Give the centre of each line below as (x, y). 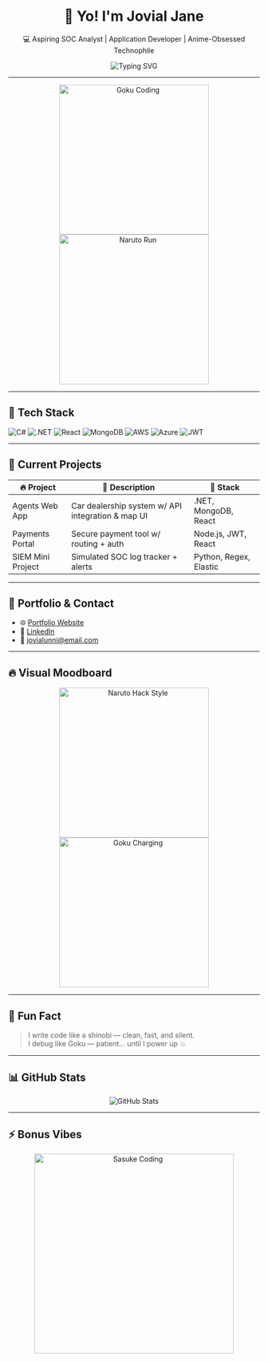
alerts (82, 567)
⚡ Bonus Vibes (45, 1135)
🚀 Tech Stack (41, 413)
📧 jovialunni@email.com (59, 640)
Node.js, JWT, (221, 533)
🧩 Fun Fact (35, 1016)
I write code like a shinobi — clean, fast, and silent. (111, 1035)
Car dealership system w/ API (126, 505)
